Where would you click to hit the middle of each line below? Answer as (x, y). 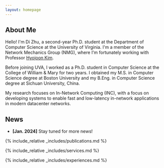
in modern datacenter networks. (38, 104)
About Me (21, 30)
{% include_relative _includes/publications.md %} (56, 141)
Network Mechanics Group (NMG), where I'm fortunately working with (77, 52)
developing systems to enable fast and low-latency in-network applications (82, 98)
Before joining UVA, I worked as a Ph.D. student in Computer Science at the (82, 67)
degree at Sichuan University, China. (43, 83)
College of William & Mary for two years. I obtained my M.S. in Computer (80, 73)
